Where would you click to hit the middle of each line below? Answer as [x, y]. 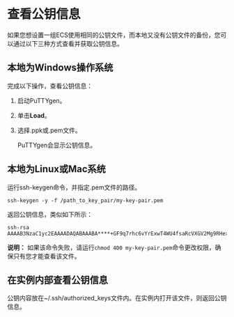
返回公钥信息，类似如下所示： [50, 214]
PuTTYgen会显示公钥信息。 [57, 145]
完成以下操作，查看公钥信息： [50, 86]
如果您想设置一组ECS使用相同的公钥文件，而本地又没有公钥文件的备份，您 [114, 35]
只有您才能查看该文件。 [47, 256]
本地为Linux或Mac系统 [57, 169]
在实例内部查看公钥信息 [57, 280]
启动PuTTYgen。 [41, 100]
